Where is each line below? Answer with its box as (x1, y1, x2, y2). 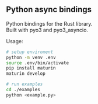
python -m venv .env (6, 54, 57, 60)
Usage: (6, 37, 23, 44)
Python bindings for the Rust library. (6, 20, 93, 27)
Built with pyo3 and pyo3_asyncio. (6, 26, 89, 33)
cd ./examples (6, 87, 41, 93)
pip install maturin (6, 65, 57, 71)
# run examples (6, 81, 43, 87)
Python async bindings (6, 5, 92, 15)
